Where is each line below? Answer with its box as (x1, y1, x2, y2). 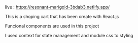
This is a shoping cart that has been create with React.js (5, 14, 119, 19)
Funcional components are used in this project (5, 23, 100, 29)
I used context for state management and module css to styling (5, 33, 134, 38)
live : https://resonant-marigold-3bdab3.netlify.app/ (5, 4, 110, 10)
